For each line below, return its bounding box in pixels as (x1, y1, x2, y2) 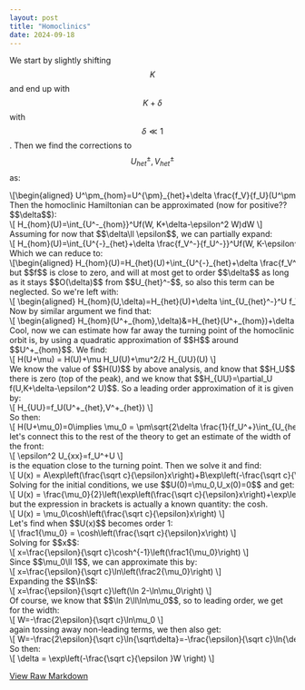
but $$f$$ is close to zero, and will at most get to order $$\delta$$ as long (9, 267, 290, 278)
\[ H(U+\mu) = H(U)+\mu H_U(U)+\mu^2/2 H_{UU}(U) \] (9, 353, 216, 364)
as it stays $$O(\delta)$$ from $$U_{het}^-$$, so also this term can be (9, 276, 275, 287)
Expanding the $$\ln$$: (9, 576, 98, 586)
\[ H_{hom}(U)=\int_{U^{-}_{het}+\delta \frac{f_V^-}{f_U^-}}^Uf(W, (9, 238, 255, 249)
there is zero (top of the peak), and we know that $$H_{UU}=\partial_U (9, 373, 273, 384)
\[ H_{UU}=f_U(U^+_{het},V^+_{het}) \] (9, 401, 153, 413)
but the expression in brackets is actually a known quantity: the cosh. (9, 498, 269, 509)
